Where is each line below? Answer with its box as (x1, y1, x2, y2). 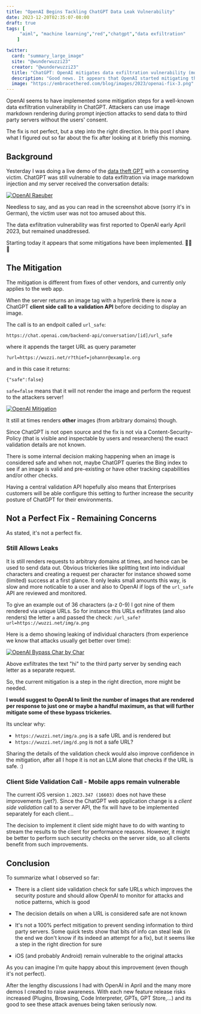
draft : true (6, 20, 36, 26)
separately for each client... (6, 810, 74, 817)
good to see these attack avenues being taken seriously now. (6, 1000, 157, 1008)
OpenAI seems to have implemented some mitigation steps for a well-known (6, 97, 194, 105)
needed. (6, 684, 27, 692)
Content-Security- (147, 428, 193, 436)
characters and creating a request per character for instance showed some (6, 570, 191, 577)
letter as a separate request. (6, 666, 76, 674)
